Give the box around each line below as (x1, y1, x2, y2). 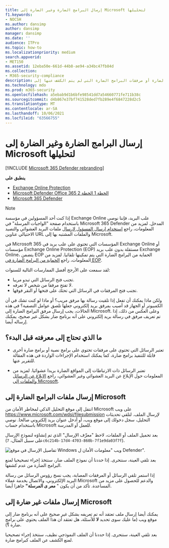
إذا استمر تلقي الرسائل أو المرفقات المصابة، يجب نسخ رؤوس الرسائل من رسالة (5, 472, 155, 478)
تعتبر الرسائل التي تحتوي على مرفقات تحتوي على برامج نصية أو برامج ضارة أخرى (12, 347, 164, 353)
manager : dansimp (5, 31, 42, 36)
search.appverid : (5, 54, 42, 60)
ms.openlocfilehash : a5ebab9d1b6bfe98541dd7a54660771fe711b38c (5, 92, 141, 97)
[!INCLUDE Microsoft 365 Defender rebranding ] (5, 165, 104, 171)
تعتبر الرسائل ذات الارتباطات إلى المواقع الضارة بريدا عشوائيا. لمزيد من (12, 367, 145, 373)
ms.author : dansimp (5, 21, 46, 27)
